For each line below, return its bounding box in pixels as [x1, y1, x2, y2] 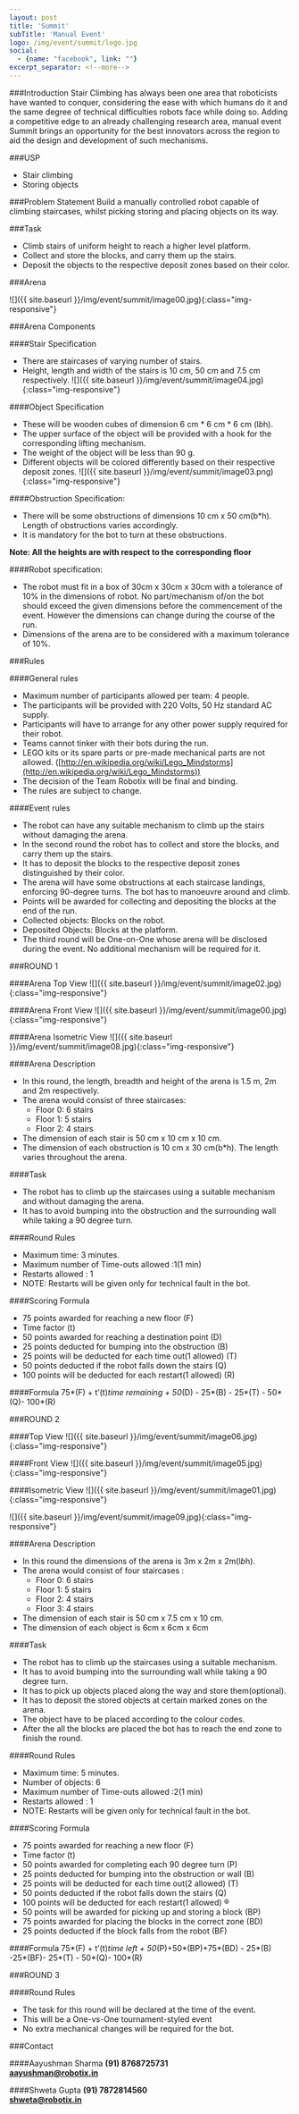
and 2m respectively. [21, 1085, 100, 1096]
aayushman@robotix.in [9, 2067, 99, 2078]
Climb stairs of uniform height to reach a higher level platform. [21, 240, 252, 251]
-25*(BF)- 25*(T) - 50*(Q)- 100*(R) [9, 1952, 143, 1963]
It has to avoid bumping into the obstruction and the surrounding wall [21, 1205, 277, 1216]
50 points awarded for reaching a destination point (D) [21, 1331, 222, 1342]
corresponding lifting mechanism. [21, 437, 146, 448]
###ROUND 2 [9, 1413, 60, 1424]
